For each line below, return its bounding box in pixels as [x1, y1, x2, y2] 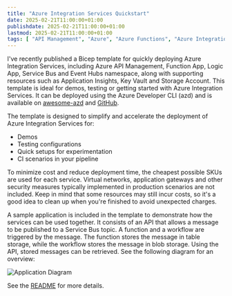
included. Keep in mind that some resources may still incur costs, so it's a [7, 190, 216, 199]
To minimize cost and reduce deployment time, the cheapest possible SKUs [7, 168, 222, 177]
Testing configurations [17, 140, 81, 148]
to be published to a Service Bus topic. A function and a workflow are [7, 226, 205, 234]
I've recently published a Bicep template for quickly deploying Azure [7, 55, 202, 63]
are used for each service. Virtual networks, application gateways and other [7, 175, 223, 184]
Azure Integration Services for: [7, 119, 95, 128]
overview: [7, 255, 36, 263]
